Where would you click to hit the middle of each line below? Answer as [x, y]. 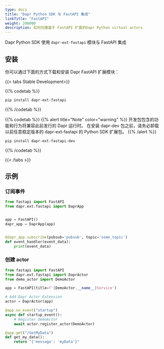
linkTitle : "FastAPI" [27, 19]
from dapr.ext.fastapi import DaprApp [44, 207]
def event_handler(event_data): [38, 242]
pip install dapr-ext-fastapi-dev [40, 141]
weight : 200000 [20, 23]
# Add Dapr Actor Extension [34, 297]
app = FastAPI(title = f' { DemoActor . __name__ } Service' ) [61, 288]
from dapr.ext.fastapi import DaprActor [47, 275]
